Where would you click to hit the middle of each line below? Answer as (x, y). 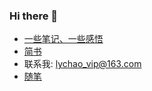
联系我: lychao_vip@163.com (82, 64)
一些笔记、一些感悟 (63, 39)
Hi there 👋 (34, 16)
